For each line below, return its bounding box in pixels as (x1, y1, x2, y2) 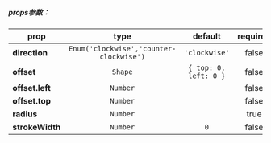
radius (12, 108, 38, 120)
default (192, 31, 222, 42)
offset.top (12, 95, 51, 106)
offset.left (12, 82, 51, 93)
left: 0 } (188, 71, 226, 80)
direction (12, 47, 48, 58)
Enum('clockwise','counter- (68, 44, 177, 53)
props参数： (8, 7, 50, 17)
